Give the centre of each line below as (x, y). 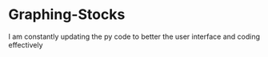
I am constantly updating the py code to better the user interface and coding (134, 36)
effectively (26, 44)
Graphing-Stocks (67, 15)
